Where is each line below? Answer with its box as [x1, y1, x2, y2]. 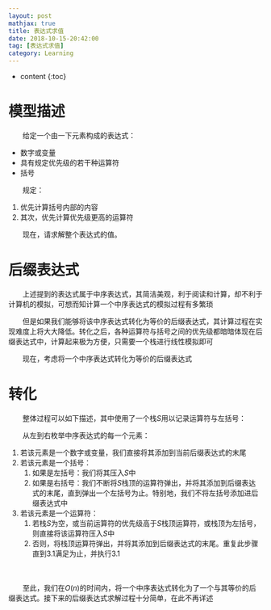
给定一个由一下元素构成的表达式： [22, 130, 135, 140]
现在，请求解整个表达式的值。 [22, 229, 122, 239]
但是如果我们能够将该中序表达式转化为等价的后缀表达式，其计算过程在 [22, 316, 256, 326]
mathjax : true [8, 19, 56, 27]
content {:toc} [19, 72, 67, 81]
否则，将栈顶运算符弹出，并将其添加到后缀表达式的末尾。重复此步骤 [31, 538, 259, 548]
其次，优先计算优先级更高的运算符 [19, 212, 134, 222]
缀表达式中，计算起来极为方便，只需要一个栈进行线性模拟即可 [8, 336, 214, 346]
